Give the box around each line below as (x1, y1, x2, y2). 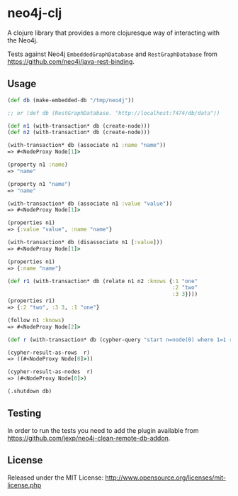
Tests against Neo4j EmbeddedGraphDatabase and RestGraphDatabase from (7, 50, 218, 58)
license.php (7, 480, 42, 489)
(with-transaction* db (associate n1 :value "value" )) (7, 200, 173, 207)
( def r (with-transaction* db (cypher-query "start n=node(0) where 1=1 (7, 336, 227, 343)
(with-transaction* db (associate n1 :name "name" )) (7, 142, 166, 149)
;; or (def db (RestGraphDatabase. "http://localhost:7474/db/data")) (7, 109, 220, 116)
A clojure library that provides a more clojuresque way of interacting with (7, 28, 220, 37)
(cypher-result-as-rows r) (7, 349, 91, 356)
